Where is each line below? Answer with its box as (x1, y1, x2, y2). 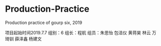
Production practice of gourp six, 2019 (5, 20, 82, 25)
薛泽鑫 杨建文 (14, 36, 42, 42)
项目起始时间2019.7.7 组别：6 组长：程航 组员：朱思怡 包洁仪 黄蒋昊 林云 (5, 29, 151, 35)
